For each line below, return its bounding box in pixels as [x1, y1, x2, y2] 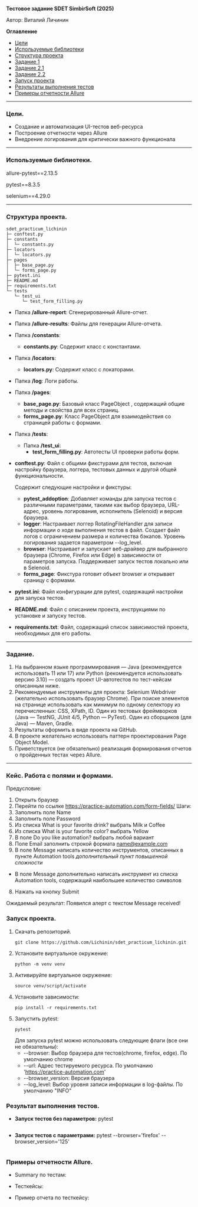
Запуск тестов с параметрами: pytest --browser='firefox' [14, 1132, 160, 1139]
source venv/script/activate [14, 983, 87, 989]
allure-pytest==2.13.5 [6, 169, 58, 177]
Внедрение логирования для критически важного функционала [14, 136, 176, 143]
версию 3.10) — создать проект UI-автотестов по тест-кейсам [14, 676, 172, 683]
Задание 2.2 [14, 71, 46, 77]
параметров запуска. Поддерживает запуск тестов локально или [23, 557, 189, 565]
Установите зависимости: [14, 993, 80, 1000]
